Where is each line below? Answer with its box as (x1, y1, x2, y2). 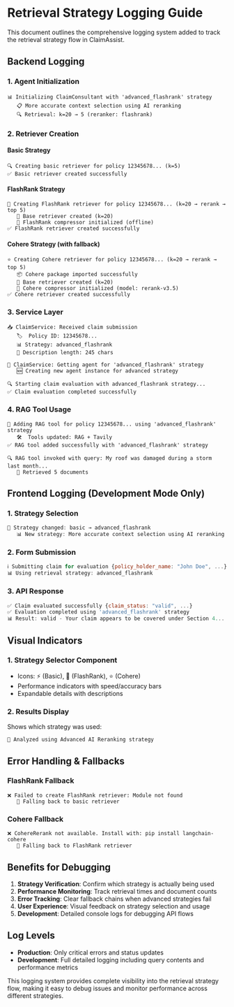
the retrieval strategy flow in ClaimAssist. (7, 35, 125, 43)
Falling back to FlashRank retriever (22, 842, 132, 850)
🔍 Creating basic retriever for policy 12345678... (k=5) (7, 162, 181, 169)
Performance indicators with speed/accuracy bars (17, 681, 162, 690)
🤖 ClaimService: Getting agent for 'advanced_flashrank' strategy (7, 361, 204, 368)
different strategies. (7, 991, 64, 1000)
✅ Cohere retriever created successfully (7, 291, 131, 298)
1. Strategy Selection (7, 509, 79, 519)
